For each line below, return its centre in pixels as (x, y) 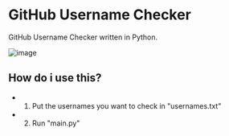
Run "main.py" (56, 123)
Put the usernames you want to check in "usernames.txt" (127, 105)
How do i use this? (55, 78)
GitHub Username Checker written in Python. (83, 37)
